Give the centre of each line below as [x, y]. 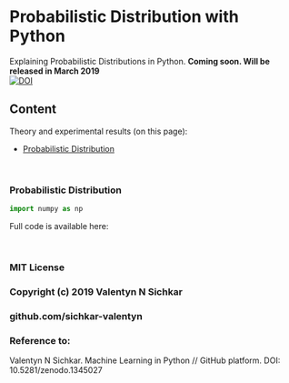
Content [33, 110]
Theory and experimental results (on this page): [99, 131]
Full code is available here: [59, 226]
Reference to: [40, 340]
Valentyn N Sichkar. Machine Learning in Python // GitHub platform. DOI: [145, 360]
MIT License [37, 267]
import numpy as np [46, 209]
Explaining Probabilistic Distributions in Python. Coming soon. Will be [140, 61]
